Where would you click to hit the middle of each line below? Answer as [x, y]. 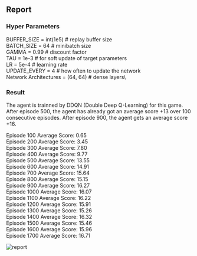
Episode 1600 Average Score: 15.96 [49, 229]
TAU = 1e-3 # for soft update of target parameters [67, 58]
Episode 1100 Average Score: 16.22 [49, 198]
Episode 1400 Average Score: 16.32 [49, 216]
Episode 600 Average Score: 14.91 [48, 166]
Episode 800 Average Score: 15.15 [47, 179]
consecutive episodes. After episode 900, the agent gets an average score [97, 117]
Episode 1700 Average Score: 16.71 [48, 235]
